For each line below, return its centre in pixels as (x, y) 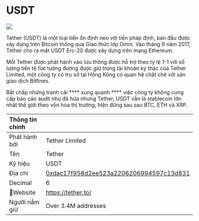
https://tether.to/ (68, 192)
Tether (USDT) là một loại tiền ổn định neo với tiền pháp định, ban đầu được (98, 38)
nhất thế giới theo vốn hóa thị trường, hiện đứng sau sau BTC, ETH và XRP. (97, 105)
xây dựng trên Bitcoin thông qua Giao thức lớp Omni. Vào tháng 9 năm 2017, (99, 44)
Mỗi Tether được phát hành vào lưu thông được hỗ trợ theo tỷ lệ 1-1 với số (95, 62)
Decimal (20, 182)
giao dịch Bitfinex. (28, 81)
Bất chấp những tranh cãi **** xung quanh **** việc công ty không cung (95, 92)
